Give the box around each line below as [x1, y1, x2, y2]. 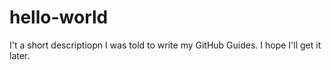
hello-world [9, 6, 109, 29]
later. [9, 49, 31, 61]
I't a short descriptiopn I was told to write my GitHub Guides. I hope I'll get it [9, 39, 322, 51]
